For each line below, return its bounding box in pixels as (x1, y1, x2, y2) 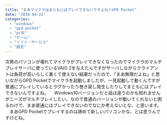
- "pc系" (9, 30, 27, 35)
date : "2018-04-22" (5, 12, 46, 17)
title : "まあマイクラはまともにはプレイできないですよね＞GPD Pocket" (5, 7, 137, 12)
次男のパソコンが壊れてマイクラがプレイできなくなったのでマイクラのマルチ (5, 58, 163, 65)
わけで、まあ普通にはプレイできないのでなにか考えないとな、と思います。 (9, 102, 162, 108)
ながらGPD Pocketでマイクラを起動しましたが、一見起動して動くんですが (9, 77, 161, 83)
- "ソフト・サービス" (9, 40, 49, 45)
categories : (5, 16, 30, 21)
